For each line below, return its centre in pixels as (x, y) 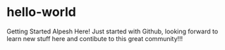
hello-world (42, 12)
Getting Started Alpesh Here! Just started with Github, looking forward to (112, 31)
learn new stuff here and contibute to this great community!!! (95, 38)
